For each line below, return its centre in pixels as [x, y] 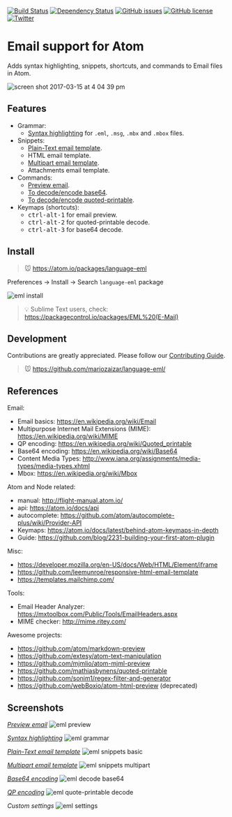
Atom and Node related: [41, 487]
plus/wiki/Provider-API [49, 523]
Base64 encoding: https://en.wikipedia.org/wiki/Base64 [97, 451]
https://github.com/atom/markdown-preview [81, 649]
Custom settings [31, 806]
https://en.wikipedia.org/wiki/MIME [68, 436]
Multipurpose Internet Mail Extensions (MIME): [84, 429]
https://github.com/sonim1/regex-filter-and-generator [94, 679]
